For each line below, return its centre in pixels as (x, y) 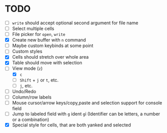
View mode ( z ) (27, 68)
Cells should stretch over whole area (51, 57)
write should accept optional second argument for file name (75, 23)
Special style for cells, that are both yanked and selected (72, 125)
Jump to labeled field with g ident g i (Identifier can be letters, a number (86, 114)
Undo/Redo (24, 91)
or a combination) (30, 119)
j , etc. (26, 85)
